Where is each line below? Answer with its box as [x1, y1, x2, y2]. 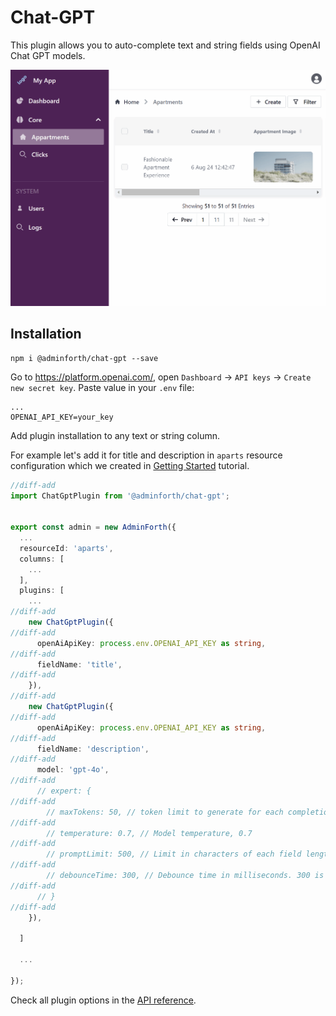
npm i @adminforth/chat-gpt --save [10, 353, 159, 363]
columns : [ [19, 554, 65, 564]
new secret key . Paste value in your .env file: [10, 381, 195, 393]
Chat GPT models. [10, 49, 86, 61]
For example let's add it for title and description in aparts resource [10, 449, 283, 461]
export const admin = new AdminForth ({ [10, 522, 177, 533]
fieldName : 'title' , [36, 659, 123, 670]
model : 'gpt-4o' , [36, 765, 110, 775]
